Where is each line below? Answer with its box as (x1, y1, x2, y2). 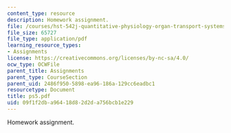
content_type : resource (7, 10, 76, 17)
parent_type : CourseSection (7, 73, 88, 81)
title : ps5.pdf (7, 93, 51, 100)
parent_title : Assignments (7, 67, 85, 74)
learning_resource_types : (7, 42, 81, 49)
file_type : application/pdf (7, 36, 88, 43)
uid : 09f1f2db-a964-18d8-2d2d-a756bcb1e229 (7, 99, 134, 106)
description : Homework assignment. (7, 16, 109, 23)
